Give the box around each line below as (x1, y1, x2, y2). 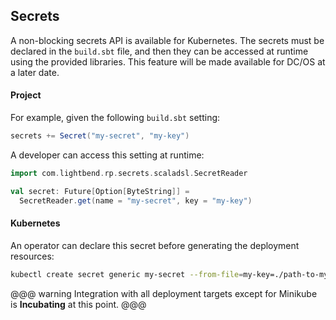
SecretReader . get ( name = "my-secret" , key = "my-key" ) (19, 195, 253, 206)
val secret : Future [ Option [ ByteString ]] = (10, 186, 190, 196)
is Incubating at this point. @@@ (10, 298, 147, 310)
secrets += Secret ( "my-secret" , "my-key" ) (10, 131, 190, 141)
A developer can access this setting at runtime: (10, 149, 205, 161)
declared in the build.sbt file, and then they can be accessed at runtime (10, 45, 309, 57)
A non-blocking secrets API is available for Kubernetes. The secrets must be (10, 34, 325, 46)
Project (10, 89, 42, 101)
